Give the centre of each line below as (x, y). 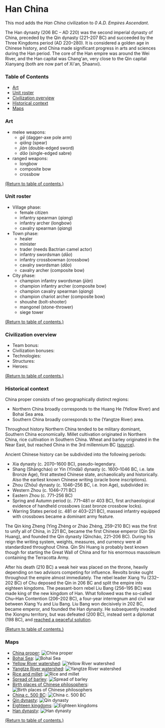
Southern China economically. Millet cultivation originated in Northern (76, 434)
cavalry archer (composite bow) (52, 270)
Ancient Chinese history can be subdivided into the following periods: (76, 454)
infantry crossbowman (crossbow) (54, 259)
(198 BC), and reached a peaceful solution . (49, 620)
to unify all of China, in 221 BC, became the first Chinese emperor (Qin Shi (80, 531)
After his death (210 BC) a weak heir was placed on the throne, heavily (77, 567)
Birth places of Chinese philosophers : (50, 684)
